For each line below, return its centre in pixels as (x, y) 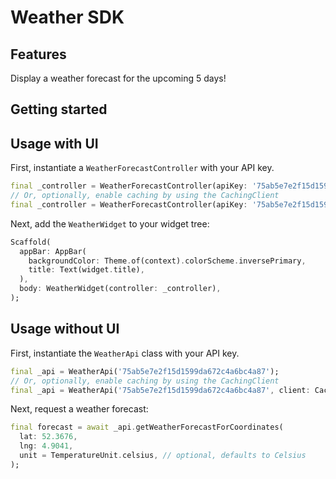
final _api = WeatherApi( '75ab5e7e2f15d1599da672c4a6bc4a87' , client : (160, 390)
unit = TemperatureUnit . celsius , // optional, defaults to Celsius (163, 456)
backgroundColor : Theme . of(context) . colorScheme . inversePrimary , (167, 261)
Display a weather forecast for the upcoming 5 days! (118, 78)
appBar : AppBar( (53, 251)
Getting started (59, 109)
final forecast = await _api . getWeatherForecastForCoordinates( (147, 427)
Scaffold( (31, 242)
